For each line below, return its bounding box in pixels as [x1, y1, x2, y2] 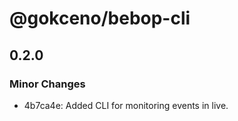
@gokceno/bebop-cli [9, 7, 191, 30]
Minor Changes [9, 77, 86, 91]
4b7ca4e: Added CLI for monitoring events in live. [23, 99, 229, 111]
